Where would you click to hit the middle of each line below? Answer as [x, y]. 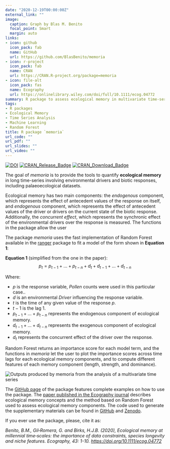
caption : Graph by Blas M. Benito [46, 24]
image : [12, 19]
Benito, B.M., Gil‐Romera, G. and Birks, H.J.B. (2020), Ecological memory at [84, 430]
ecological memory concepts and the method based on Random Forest [79, 400]
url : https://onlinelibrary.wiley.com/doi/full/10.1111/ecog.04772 [82, 94]
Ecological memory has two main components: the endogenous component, [85, 195]
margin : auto [24, 33]
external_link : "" [25, 15]
